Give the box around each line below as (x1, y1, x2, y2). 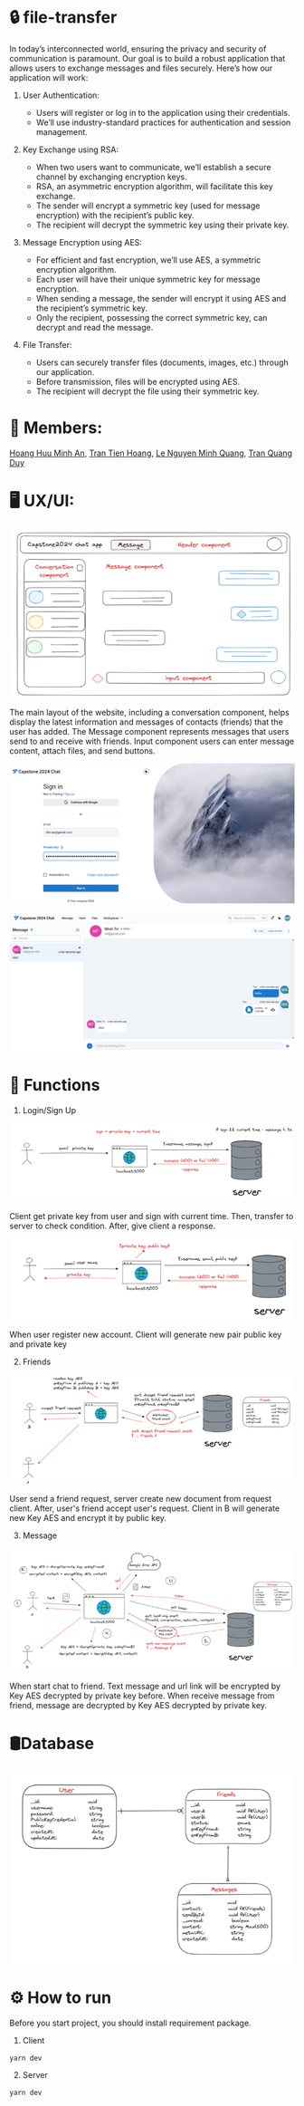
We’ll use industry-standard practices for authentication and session (35, 117, 291, 128)
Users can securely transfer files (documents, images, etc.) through (35, 357, 290, 368)
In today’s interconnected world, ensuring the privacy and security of (9, 43, 267, 54)
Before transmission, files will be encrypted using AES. (35, 376, 241, 387)
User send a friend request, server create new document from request (9, 1494, 272, 1505)
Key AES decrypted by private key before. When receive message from (9, 1690, 275, 1701)
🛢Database (9, 1733, 95, 1754)
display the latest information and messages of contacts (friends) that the (9, 716, 283, 727)
